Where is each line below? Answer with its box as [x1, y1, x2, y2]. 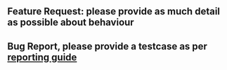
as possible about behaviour [7, 17, 135, 29]
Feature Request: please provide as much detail [7, 6, 220, 17]
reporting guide [7, 51, 77, 63]
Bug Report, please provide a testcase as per [7, 40, 207, 52]
